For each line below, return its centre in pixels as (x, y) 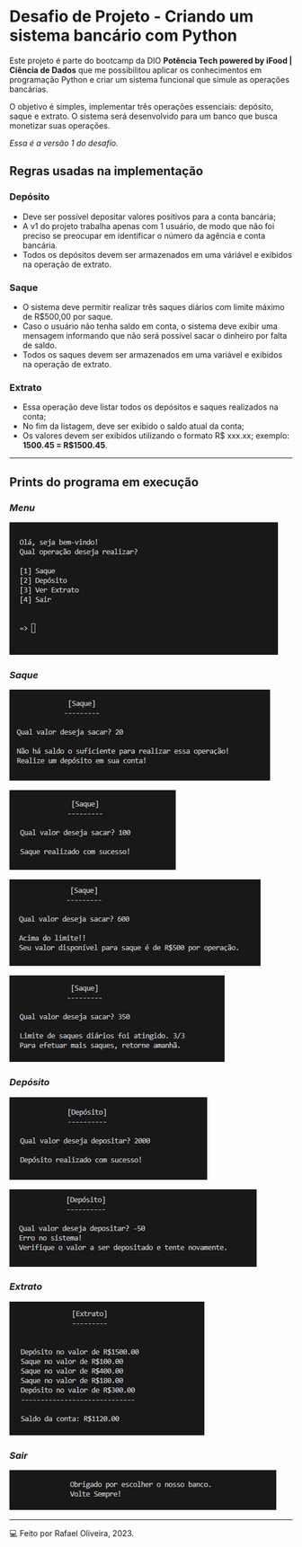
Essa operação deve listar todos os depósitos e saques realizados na (150, 407)
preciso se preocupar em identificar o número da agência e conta (144, 235)
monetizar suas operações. (60, 125)
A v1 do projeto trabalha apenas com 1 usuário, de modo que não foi (148, 225)
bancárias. (29, 89)
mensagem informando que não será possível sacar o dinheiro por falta (155, 335)
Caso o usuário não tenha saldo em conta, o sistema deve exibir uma (150, 326)
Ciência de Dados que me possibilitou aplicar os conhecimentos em (136, 70)
